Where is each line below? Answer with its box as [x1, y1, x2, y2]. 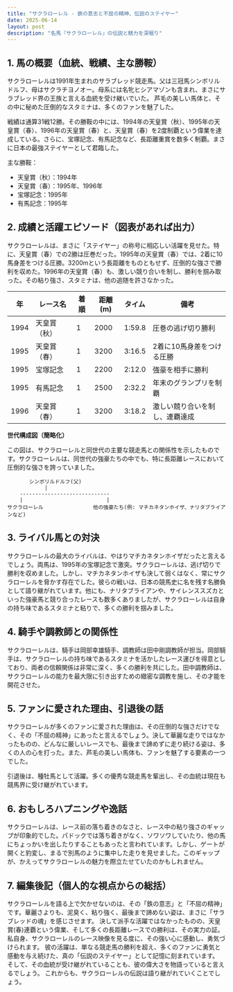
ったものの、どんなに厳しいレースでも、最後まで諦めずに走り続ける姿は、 [7, 740, 220, 748]
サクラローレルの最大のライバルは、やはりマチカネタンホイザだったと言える [7, 552, 226, 560]
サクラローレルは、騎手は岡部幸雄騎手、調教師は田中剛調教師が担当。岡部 [7, 645, 220, 654]
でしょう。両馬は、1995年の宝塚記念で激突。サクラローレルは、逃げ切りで [7, 560, 221, 568]
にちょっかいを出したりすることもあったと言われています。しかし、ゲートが [7, 840, 225, 848]
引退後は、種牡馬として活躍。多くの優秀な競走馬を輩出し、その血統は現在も [7, 772, 226, 780]
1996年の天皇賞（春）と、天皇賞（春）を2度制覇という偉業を [40, 126, 216, 135]
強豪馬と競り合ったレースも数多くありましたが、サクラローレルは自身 [25, 595, 226, 603]
